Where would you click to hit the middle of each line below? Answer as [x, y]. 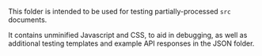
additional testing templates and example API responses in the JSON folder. [131, 43]
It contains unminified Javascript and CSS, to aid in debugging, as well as [128, 35]
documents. [28, 20]
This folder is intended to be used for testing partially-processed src [120, 11]
